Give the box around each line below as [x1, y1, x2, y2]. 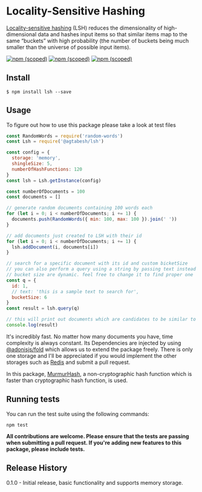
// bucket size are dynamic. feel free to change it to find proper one [6, 272, 194, 278]
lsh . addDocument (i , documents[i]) [11, 244, 99, 250]
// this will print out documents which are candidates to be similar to [6, 316, 197, 323]
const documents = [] [6, 194, 61, 200]
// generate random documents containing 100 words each [6, 205, 153, 211]
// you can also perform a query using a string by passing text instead [6, 266, 197, 273]
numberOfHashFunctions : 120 [11, 166, 83, 172]
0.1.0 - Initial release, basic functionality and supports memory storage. [6, 479, 183, 486]
